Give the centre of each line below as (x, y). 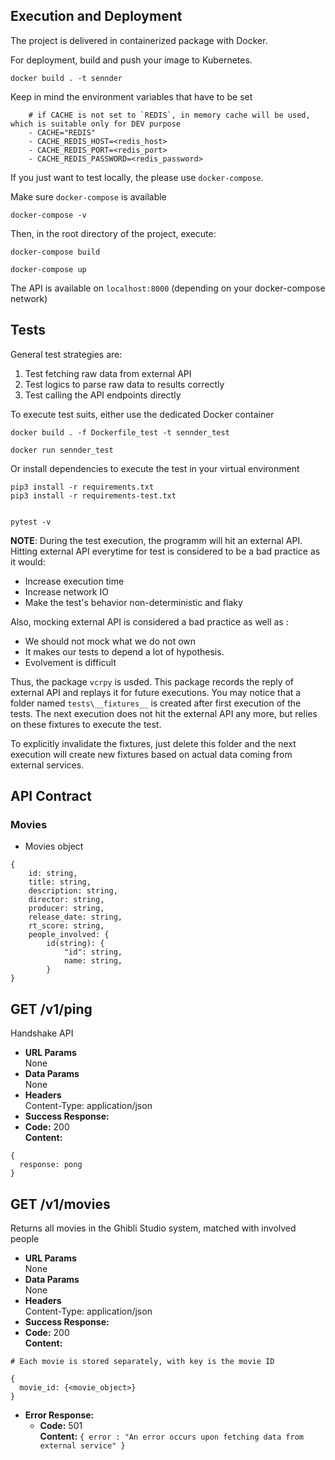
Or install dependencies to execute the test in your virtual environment (155, 468)
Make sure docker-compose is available (88, 196)
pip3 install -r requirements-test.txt (93, 495)
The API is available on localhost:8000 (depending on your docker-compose (168, 288)
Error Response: (59, 1415)
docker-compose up (48, 269)
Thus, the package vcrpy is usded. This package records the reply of (152, 681)
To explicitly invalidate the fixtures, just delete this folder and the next (153, 743)
